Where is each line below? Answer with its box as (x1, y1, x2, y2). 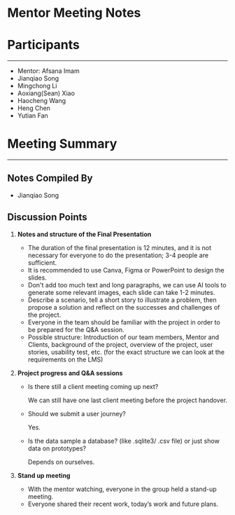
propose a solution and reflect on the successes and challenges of (27, 303, 220, 311)
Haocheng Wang (17, 97, 66, 105)
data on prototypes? (27, 444, 86, 453)
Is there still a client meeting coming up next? (27, 382, 159, 390)
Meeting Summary (7, 136, 117, 152)
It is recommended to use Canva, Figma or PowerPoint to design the (27, 266, 225, 274)
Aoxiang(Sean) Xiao (17, 89, 76, 97)
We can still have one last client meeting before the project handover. (27, 396, 228, 404)
